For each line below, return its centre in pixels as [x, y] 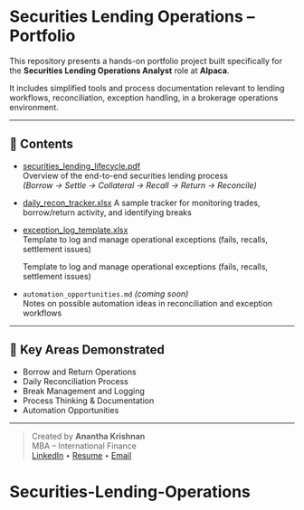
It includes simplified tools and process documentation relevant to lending [147, 88]
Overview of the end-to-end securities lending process [125, 175]
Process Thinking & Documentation [88, 401]
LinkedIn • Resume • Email [81, 455]
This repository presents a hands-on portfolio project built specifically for [146, 61]
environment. [34, 107]
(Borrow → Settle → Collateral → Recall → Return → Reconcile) [140, 185]
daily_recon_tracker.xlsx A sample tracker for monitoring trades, [141, 203]
